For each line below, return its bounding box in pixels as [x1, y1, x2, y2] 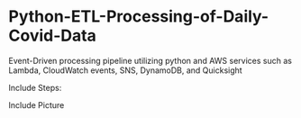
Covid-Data [8, 25, 96, 46]
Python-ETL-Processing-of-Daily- [8, 6, 269, 27]
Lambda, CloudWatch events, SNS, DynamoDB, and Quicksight [8, 65, 242, 76]
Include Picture [8, 99, 65, 110]
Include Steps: [8, 82, 62, 93]
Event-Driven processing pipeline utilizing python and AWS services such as [8, 55, 292, 66]
